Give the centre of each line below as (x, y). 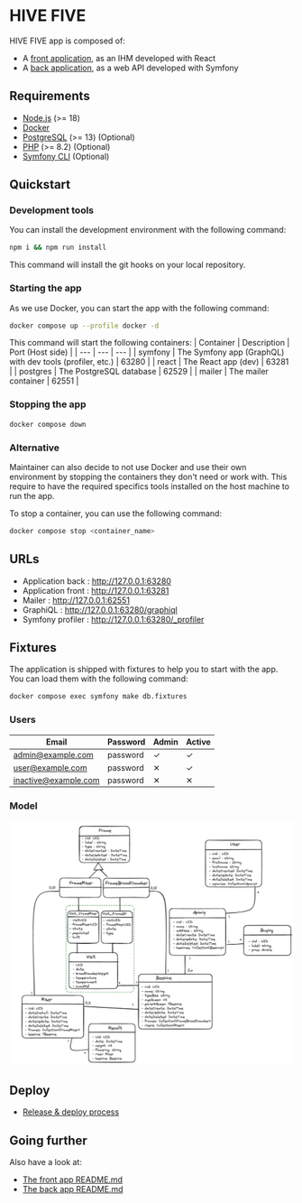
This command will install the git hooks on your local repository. (128, 265)
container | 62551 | (44, 381)
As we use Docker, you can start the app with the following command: (139, 308)
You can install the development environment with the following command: (148, 230)
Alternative (35, 448)
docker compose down (48, 424)
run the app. (32, 495)
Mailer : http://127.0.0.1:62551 (76, 600)
